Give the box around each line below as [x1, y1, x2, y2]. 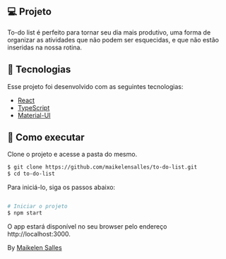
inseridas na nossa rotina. [7, 43, 83, 52]
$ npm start [7, 210, 42, 217]
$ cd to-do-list [7, 170, 55, 178]
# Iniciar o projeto [7, 203, 69, 210]
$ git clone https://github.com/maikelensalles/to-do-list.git [7, 164, 198, 171]
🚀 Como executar [7, 131, 85, 143]
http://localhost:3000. [7, 229, 71, 238]
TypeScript [17, 103, 50, 112]
